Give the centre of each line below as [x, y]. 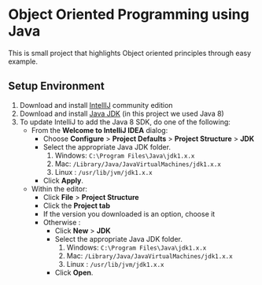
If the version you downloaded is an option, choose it [129, 213]
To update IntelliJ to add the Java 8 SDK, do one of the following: [125, 122]
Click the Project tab [76, 205]
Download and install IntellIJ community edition [96, 105]
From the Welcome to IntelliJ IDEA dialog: [100, 130]
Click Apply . [63, 180]
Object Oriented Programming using [129, 15]
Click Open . [74, 272]
